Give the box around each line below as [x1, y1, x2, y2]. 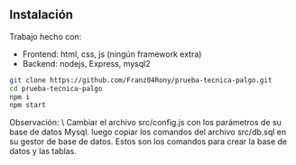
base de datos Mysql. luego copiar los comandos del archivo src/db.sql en [9, 126, 287, 138]
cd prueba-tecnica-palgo [9, 84, 103, 93]
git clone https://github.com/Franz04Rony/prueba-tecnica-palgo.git [9, 76, 273, 85]
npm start [9, 101, 47, 110]
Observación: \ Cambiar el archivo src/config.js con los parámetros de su [9, 117, 282, 128]
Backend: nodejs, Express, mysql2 [22, 58, 151, 69]
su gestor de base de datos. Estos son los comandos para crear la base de [9, 136, 288, 147]
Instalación [9, 7, 74, 23]
